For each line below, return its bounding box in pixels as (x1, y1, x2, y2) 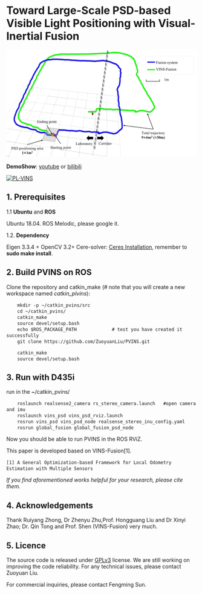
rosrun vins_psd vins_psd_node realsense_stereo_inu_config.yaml (17, 419, 186, 425)
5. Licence (6, 540, 47, 550)
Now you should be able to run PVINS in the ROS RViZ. (6, 436, 143, 443)
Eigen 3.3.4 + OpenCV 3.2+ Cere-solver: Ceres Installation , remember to (6, 243, 187, 250)
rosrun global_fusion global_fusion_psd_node (17, 425, 134, 431)
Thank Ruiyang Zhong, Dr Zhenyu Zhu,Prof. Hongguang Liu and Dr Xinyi (6, 517, 186, 524)
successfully (6, 332, 39, 339)
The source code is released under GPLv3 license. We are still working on (6, 556, 191, 563)
